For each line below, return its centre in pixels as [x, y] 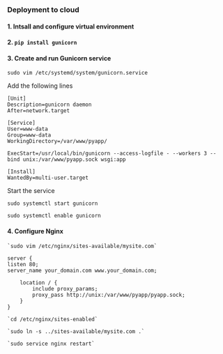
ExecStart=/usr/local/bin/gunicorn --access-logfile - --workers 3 [107, 154]
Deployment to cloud [43, 10]
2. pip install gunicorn [42, 43]
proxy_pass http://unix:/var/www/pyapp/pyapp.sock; [109, 295]
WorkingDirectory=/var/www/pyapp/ [57, 141]
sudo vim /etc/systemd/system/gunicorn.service [78, 73]
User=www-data [28, 129]
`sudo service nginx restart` [51, 344]
